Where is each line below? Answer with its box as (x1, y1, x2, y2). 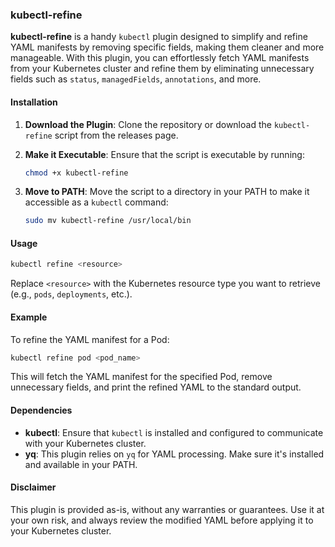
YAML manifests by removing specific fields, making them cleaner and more (10, 41, 325, 53)
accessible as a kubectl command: (24, 196, 169, 208)
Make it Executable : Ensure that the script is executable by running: (24, 148, 305, 160)
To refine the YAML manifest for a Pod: (10, 333, 170, 345)
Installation (10, 96, 58, 108)
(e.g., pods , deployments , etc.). (10, 288, 133, 300)
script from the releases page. (54, 129, 179, 141)
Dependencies (10, 404, 73, 416)
